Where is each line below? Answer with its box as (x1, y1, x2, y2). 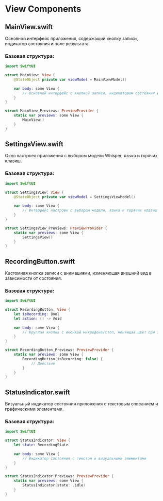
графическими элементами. (5, 406, 64, 412)
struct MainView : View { (5, 73, 55, 78)
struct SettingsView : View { (5, 190, 64, 195)
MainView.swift (5, 23, 53, 31)
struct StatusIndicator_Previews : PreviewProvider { (5, 474, 114, 479)
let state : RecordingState (14, 443, 68, 448)
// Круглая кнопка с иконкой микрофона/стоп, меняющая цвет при (22, 330, 155, 334)
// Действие (31, 361, 55, 366)
